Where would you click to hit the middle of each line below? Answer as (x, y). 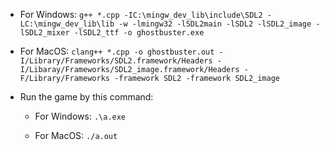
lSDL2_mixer (44, 33)
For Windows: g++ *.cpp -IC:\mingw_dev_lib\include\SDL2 (141, 14)
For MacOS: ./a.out (76, 135)
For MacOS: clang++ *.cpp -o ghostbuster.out (117, 51)
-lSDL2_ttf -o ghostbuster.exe (139, 33)
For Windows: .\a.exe (80, 116)
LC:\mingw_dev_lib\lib (67, 24)
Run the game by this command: (86, 97)
